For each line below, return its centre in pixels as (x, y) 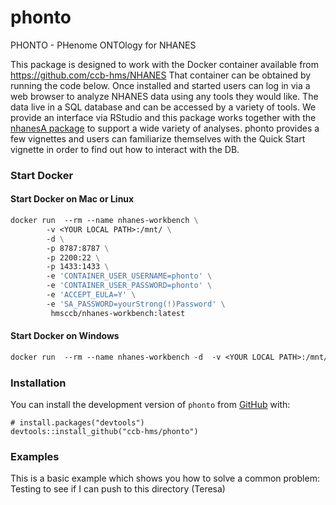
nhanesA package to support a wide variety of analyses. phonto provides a (165, 128)
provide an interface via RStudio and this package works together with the (163, 117)
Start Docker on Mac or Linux (72, 199)
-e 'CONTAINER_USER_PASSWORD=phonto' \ (129, 286)
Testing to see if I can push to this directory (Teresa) (118, 489)
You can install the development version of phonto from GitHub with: (150, 405)
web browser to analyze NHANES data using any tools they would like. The (164, 96)
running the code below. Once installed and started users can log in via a (160, 85)
